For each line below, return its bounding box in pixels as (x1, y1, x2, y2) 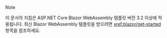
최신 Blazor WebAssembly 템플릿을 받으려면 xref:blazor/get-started (24, 21, 161, 27)
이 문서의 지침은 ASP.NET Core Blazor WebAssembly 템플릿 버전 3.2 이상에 (5, 15, 157, 21)
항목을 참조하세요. (5, 27, 41, 33)
